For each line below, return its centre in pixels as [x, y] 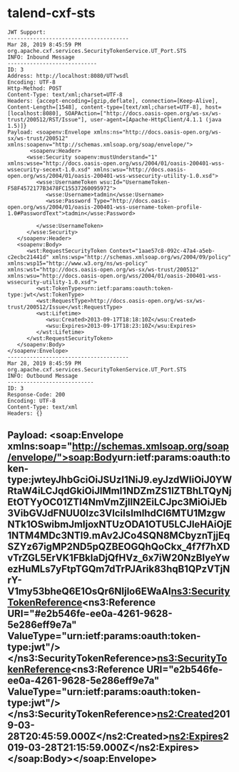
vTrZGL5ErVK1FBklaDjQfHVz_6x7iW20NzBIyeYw [119, 558]
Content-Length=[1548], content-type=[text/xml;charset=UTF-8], [105, 107]
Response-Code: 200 [36, 394]
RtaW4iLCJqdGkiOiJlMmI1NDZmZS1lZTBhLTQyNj [119, 491]
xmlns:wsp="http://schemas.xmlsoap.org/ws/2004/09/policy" [142, 257]
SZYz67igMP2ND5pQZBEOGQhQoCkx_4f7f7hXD [119, 547]
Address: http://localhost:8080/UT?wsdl [68, 76]
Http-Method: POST [35, 88]
